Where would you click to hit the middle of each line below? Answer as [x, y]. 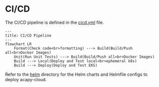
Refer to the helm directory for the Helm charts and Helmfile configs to [76, 74]
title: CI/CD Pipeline [28, 35]
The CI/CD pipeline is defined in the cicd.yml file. [54, 22]
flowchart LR [18, 44]
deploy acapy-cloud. [26, 79]
